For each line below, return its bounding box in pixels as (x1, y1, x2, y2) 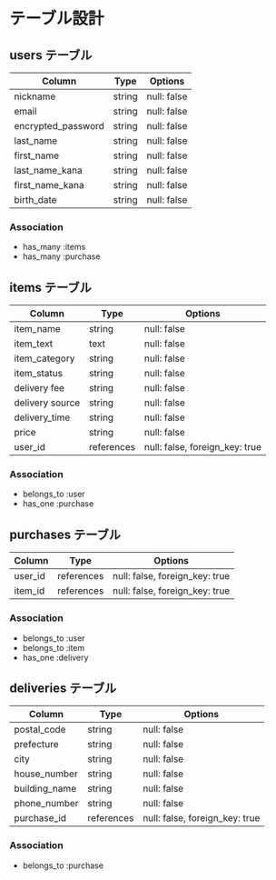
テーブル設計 (9, 8, 104, 29)
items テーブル (9, 279, 93, 295)
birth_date (14, 194, 57, 205)
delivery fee (14, 382, 65, 395)
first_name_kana (14, 179, 84, 191)
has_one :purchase (22, 498, 94, 509)
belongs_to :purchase (22, 860, 104, 871)
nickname (14, 90, 56, 103)
